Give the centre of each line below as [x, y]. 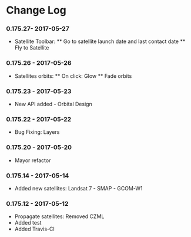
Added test [28, 223]
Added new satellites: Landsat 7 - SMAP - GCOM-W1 [78, 188]
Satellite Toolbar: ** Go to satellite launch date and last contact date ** [100, 41]
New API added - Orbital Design [53, 104]
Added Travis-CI [34, 229]
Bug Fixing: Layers [37, 132]
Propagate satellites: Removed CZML [59, 216]
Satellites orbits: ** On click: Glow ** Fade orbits [73, 76]
